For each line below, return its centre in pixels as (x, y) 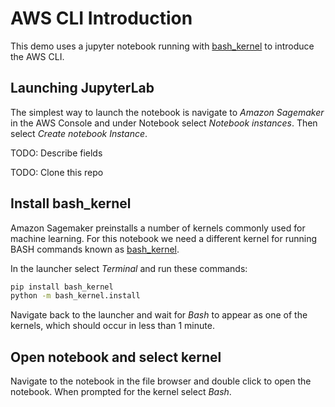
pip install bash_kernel (62, 287)
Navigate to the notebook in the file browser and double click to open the (161, 381)
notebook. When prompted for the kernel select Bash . (121, 392)
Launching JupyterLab (82, 88)
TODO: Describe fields (56, 153)
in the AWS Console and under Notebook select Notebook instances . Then (164, 123)
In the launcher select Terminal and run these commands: (129, 268)
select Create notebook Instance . (79, 133)
